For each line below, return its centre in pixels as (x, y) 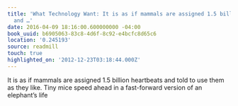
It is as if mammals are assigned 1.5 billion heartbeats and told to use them (116, 80)
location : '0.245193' (39, 40)
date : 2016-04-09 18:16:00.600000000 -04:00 (74, 27)
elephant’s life (28, 95)
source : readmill (33, 47)
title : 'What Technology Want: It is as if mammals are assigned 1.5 (112, 14)
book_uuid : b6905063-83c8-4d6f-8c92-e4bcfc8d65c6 (82, 34)
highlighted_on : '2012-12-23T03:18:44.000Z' (74, 60)
